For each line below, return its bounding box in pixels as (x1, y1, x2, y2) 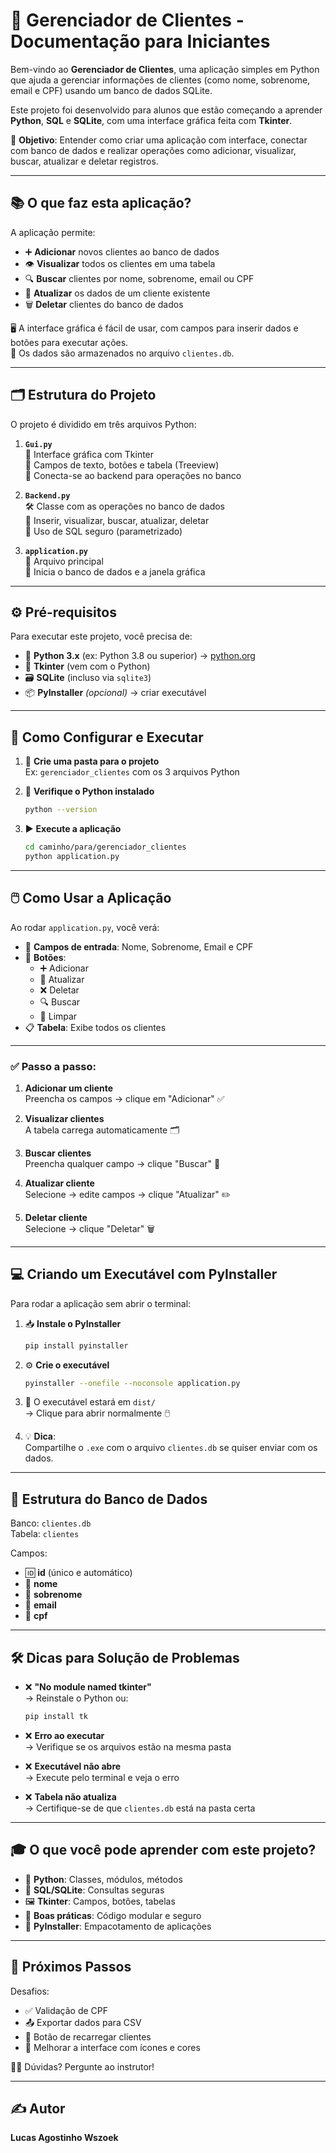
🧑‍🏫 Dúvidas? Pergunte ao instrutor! (10, 2060, 155, 2073)
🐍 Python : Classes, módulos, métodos (24, 1873, 183, 1885)
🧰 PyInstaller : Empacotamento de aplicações (24, 1920, 212, 1932)
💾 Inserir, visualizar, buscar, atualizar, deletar (24, 514, 210, 526)
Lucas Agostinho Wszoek (10, 2132, 119, 2144)
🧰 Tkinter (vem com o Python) (24, 660, 151, 673)
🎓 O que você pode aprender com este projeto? (10, 1842, 317, 1859)
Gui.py (24, 439, 53, 449)
